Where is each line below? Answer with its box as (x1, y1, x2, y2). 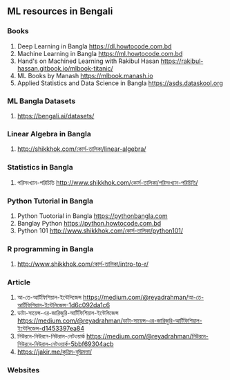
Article (7, 278, 31, 287)
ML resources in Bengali (7, 6, 113, 17)
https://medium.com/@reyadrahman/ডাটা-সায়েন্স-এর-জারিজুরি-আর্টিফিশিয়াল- (17, 316, 202, 325)
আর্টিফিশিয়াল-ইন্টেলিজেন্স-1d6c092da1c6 (17, 301, 111, 309)
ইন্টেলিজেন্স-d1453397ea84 (17, 325, 85, 333)
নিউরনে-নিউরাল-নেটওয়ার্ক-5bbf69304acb (17, 340, 114, 348)
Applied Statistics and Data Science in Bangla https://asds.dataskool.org (17, 79, 223, 87)
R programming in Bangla (7, 244, 94, 253)
